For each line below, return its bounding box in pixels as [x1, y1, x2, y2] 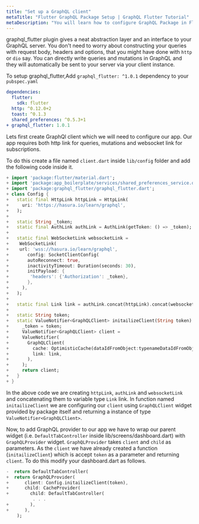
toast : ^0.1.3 [11, 111, 46, 117]
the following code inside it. [6, 163, 73, 171]
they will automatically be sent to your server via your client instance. [6, 61, 175, 68]
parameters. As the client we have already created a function [6, 445, 158, 452]
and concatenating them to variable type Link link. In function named [6, 395, 175, 403]
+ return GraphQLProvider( [6, 474, 76, 480]
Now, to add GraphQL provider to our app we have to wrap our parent [6, 426, 176, 433]
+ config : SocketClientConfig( [6, 252, 99, 258]
